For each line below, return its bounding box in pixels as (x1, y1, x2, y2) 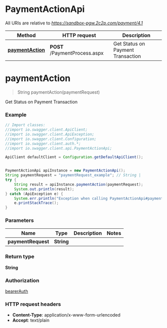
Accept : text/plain (12, 318, 50, 324)
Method (16, 31, 36, 38)
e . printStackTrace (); (14, 200, 59, 205)
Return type (5, 253, 35, 260)
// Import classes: (5, 123, 46, 128)
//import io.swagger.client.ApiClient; (5, 127, 88, 133)
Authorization (5, 277, 40, 284)
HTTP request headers (5, 301, 61, 308)
